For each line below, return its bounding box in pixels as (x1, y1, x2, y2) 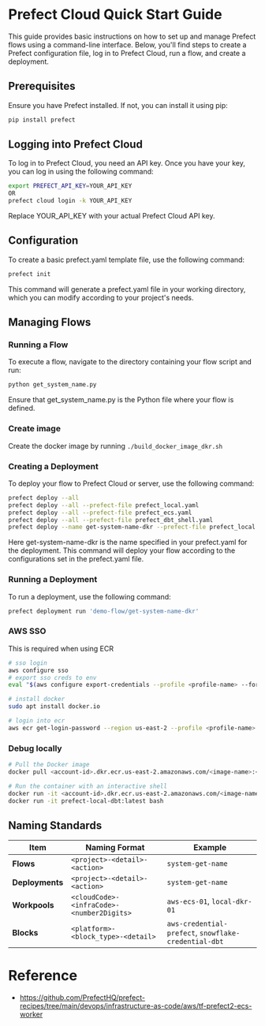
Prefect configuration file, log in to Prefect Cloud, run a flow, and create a (8, 48, 246, 58)
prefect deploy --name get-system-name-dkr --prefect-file (8, 523, 207, 532)
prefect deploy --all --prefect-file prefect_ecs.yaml (8, 509, 192, 517)
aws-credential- (166, 920, 228, 928)
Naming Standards (8, 819, 103, 832)
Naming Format (85, 842, 145, 853)
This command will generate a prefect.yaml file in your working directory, (8, 284, 246, 293)
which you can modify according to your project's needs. (8, 293, 194, 302)
